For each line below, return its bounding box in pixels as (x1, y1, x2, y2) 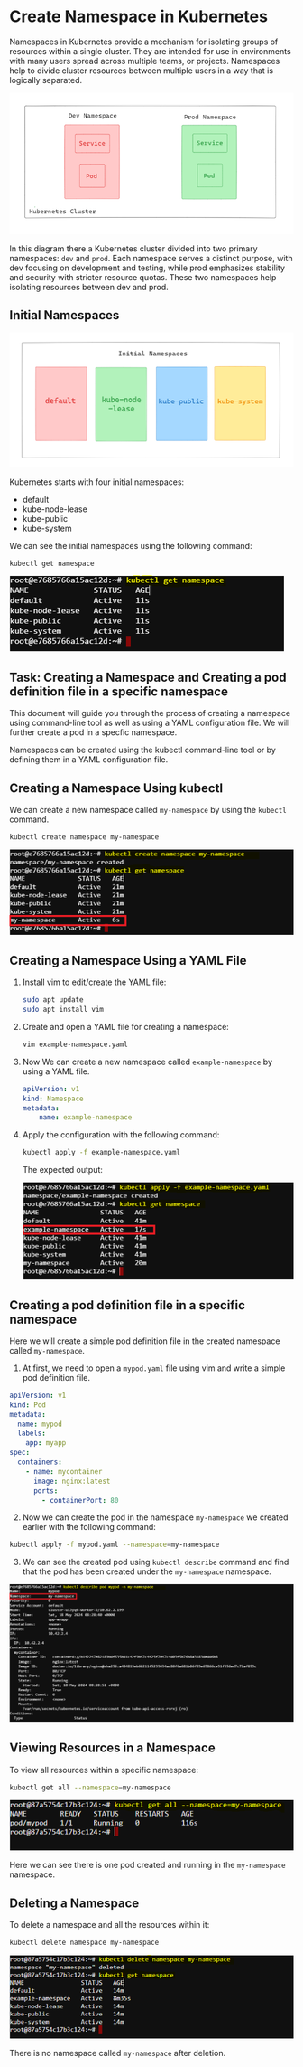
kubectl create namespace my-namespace (9, 833, 160, 842)
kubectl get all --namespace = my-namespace (9, 1783, 171, 1792)
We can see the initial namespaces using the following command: (9, 540, 252, 551)
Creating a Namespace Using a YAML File (9, 952, 247, 968)
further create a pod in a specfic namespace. (9, 727, 178, 738)
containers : (17, 1458, 63, 1467)
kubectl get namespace (9, 559, 95, 568)
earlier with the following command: (22, 1522, 156, 1533)
